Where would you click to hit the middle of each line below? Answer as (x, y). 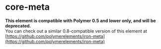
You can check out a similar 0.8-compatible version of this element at (76, 31)
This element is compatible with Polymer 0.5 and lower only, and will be (80, 21)
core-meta (28, 7)
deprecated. (18, 25)
